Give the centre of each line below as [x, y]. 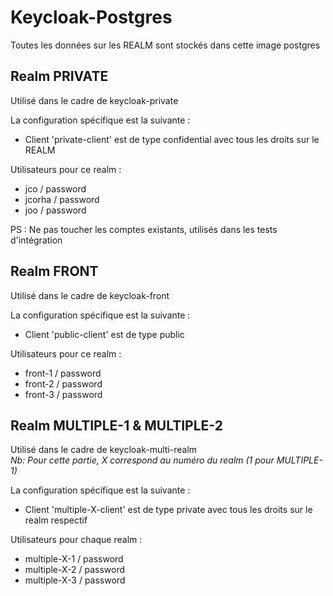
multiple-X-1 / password [74, 559]
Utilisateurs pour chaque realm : [76, 540]
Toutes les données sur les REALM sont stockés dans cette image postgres [165, 45]
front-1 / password [63, 373]
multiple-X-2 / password [75, 570]
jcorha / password [62, 199]
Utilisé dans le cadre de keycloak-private [94, 100]
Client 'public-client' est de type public [104, 334]
